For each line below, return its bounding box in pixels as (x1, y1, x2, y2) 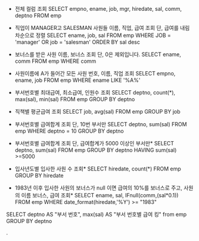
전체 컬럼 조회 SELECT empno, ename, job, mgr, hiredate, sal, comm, (14, 5, 182, 12)
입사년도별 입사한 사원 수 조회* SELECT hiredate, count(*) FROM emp (14, 165, 181, 172)
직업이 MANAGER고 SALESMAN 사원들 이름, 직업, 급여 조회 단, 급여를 (14, 25, 179, 31)
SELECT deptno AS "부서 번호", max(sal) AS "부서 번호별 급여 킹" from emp (6, 211, 187, 218)
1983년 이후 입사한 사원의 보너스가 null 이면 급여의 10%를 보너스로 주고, (14, 184, 183, 191)
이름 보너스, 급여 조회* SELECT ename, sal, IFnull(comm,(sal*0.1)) (21, 192, 179, 199)
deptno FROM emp (14, 12, 61, 19)
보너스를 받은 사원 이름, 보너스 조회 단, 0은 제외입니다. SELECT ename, (14, 51, 182, 58)
